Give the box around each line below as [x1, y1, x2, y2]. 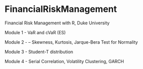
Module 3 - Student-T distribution [4, 49, 73, 55]
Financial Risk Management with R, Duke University [4, 20, 110, 26]
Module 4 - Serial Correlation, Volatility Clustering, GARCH [4, 58, 124, 64]
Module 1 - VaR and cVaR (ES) [4, 29, 66, 35]
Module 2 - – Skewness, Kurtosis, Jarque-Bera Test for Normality [4, 39, 138, 45]
